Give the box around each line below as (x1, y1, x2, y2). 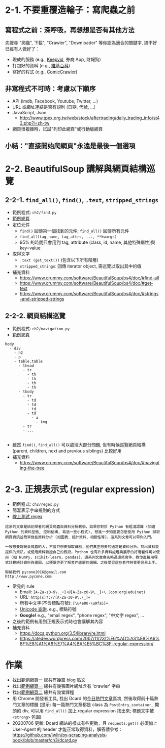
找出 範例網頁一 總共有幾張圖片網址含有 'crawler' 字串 (12, 683, 121, 689)
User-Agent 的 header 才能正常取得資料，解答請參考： (12, 726, 123, 732)
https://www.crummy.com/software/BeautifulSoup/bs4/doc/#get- (19, 280, 154, 286)
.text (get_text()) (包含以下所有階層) (19, 257, 99, 263)
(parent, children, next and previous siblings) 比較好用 (12, 448, 122, 454)
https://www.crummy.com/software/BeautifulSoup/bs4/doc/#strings (19, 291, 159, 297)
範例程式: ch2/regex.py (12, 501, 59, 507)
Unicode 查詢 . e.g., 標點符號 (19, 606, 77, 612)
